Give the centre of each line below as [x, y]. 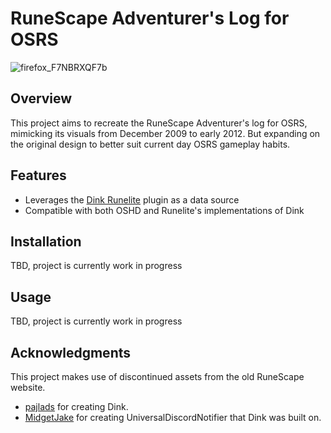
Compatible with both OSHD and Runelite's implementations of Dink [164, 210]
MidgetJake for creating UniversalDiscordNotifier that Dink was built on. [173, 417]
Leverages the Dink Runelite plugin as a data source [132, 199]
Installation [46, 241]
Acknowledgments [71, 352]
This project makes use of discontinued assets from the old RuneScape [157, 376]
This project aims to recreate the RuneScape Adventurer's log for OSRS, [159, 123]
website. [28, 387]
